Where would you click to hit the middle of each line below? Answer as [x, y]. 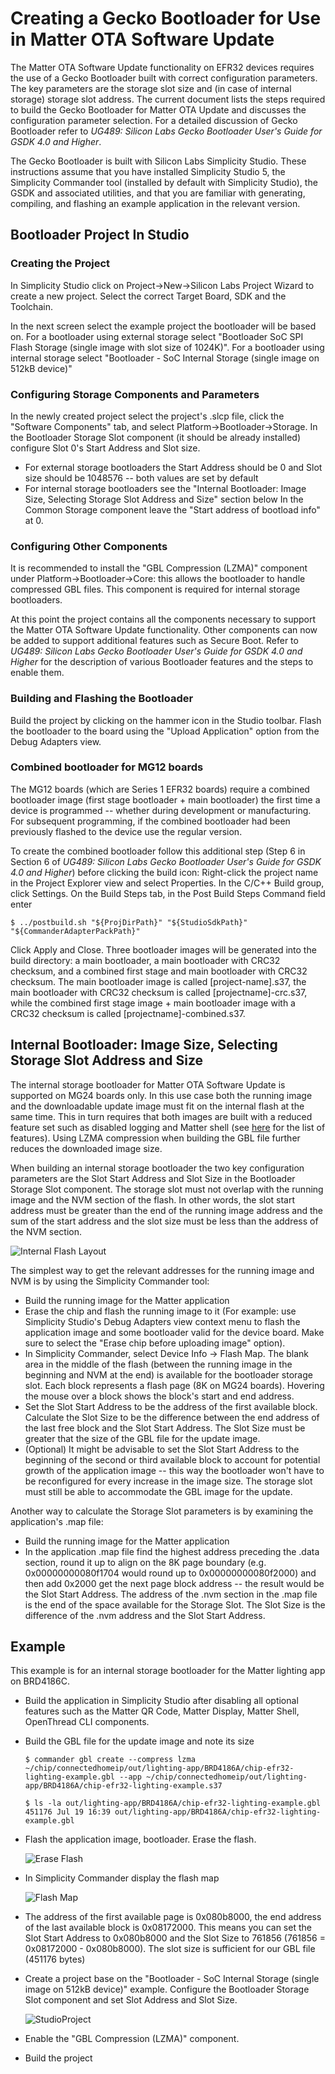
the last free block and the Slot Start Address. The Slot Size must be [165, 1428]
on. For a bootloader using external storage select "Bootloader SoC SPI [157, 336]
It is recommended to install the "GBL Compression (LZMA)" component [159, 568]
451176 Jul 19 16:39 [67, 1812]
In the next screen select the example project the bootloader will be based [163, 326]
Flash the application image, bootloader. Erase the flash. [140, 1839]
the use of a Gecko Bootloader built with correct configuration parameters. [164, 78]
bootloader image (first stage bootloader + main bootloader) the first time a [165, 799]
